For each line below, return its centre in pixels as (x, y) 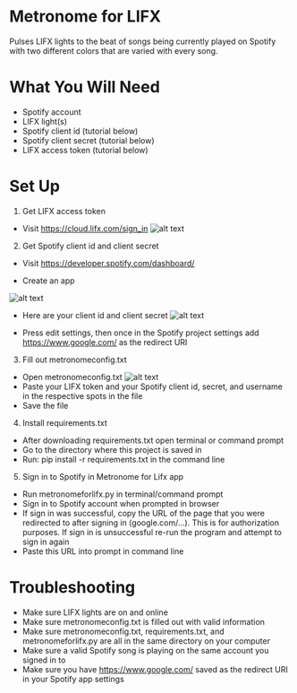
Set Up (35, 186)
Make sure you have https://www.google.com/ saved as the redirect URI (155, 669)
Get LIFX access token (64, 211)
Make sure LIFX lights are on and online (95, 612)
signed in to (44, 660)
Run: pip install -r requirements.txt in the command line (123, 459)
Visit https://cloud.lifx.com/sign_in (85, 228)
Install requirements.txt (64, 422)
